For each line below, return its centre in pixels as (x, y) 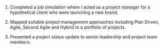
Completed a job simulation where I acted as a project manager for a (80, 7)
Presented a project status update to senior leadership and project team (83, 37)
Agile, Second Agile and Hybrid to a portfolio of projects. (68, 27)
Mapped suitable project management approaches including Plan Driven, (84, 22)
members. (20, 42)
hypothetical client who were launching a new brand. (64, 12)
